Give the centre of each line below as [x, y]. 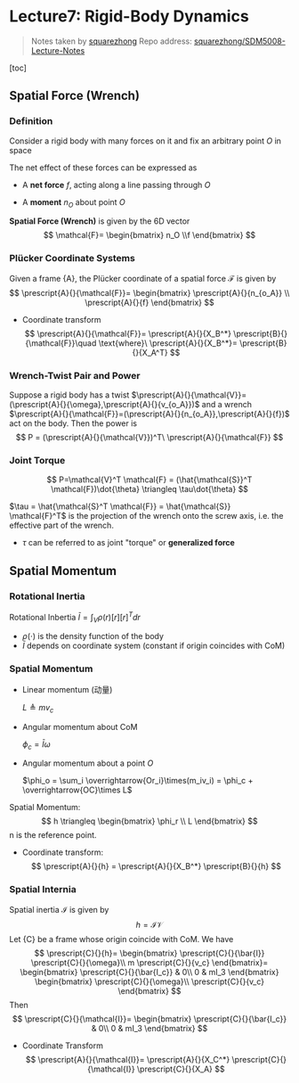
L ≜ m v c [38, 708]
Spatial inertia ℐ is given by [59, 909]
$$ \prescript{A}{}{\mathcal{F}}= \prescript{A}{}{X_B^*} [128, 333]
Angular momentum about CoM [80, 726]
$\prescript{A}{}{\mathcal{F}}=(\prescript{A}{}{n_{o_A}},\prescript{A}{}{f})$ [150, 414]
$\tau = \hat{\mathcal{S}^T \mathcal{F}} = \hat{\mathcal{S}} [120, 506]
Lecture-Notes [58, 50]
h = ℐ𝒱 [149, 924]
